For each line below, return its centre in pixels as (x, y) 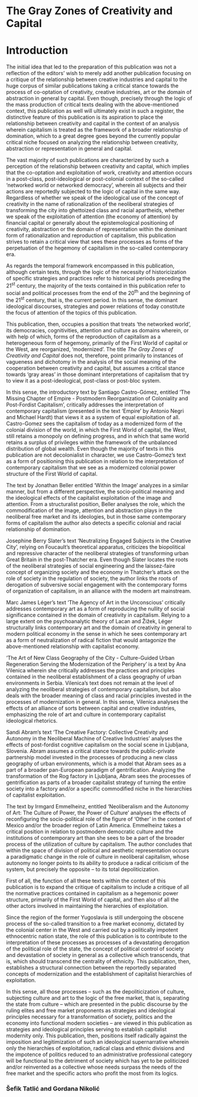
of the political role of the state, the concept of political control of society (95, 949)
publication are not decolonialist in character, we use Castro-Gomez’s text (96, 455)
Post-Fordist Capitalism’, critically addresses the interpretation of (85, 405)
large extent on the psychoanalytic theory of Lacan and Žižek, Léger (89, 622)
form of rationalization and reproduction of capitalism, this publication (91, 235)
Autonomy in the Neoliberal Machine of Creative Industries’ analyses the (94, 739)
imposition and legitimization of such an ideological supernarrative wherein (98, 1042)
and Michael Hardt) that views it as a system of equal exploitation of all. (93, 418)
